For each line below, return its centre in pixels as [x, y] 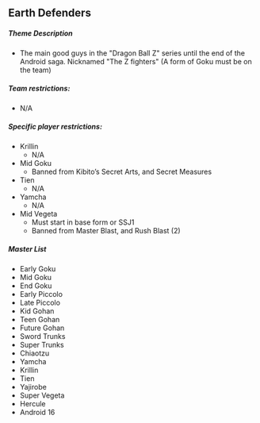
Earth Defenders [50, 13]
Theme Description [40, 33]
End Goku [36, 286]
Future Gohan [42, 328]
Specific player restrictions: [55, 126]
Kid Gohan [37, 311]
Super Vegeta [42, 395]
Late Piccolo [40, 303]
